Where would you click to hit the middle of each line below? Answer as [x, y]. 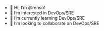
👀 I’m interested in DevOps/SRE [42, 13]
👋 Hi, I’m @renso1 [28, 8]
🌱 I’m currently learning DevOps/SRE [47, 18]
